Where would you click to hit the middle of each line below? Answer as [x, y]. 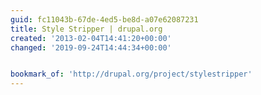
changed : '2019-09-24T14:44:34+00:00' [91, 47]
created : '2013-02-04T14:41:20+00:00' [91, 38]
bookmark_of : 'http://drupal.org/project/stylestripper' [131, 74]
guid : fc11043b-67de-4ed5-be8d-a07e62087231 [104, 19]
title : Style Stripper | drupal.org [86, 29]
